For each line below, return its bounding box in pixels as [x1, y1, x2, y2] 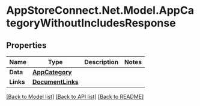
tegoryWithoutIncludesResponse [6, 16, 176, 30]
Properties [6, 40, 47, 50]
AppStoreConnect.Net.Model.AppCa [6, 4, 194, 17]
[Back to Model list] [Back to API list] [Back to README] [6, 93, 144, 100]
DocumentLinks [32, 78, 79, 86]
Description [83, 58, 119, 66]
